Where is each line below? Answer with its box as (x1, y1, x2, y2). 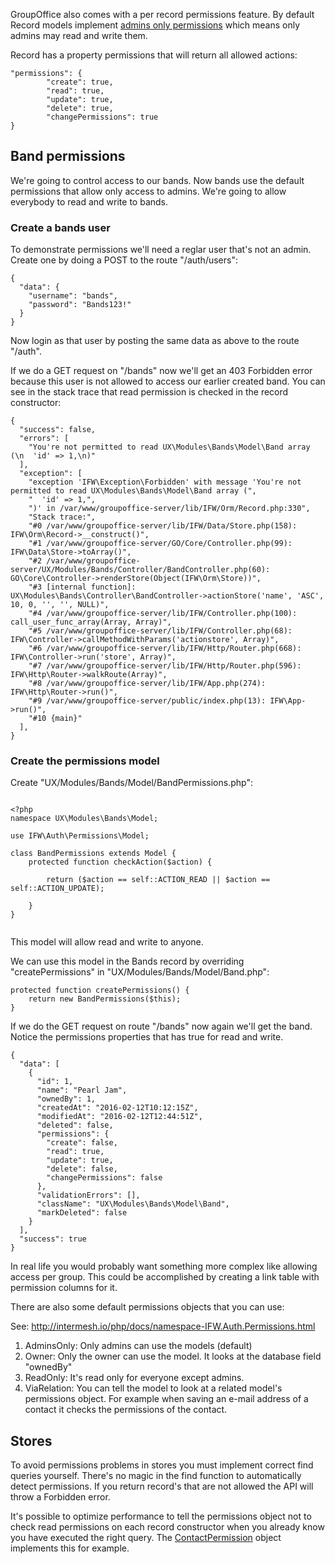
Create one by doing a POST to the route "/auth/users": (10, 254, 238, 266)
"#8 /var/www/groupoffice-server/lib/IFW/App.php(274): (28, 679, 267, 689)
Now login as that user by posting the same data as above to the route (10, 335, 300, 347)
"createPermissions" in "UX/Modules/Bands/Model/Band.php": (10, 966, 270, 978)
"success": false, (19, 425, 97, 435)
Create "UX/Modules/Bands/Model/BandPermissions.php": (10, 777, 253, 789)
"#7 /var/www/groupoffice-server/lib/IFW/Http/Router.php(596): (28, 661, 302, 671)
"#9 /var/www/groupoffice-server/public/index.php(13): (28, 696, 267, 706)
